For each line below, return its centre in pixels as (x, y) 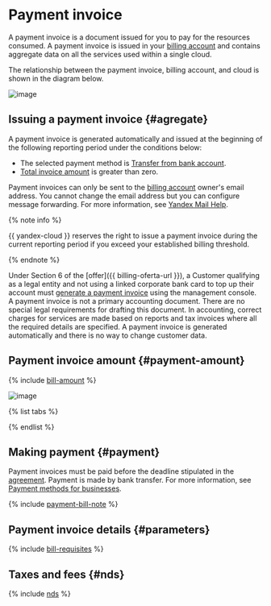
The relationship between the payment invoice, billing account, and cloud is (134, 69)
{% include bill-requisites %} (56, 549)
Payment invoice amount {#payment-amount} (127, 361)
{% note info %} (35, 220)
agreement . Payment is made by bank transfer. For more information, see (130, 480)
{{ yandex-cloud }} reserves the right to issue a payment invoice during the (133, 235)
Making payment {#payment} (84, 452)
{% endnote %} (34, 259)
